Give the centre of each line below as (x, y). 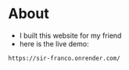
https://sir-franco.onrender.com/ (64, 58)
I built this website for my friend (70, 35)
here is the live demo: (54, 43)
